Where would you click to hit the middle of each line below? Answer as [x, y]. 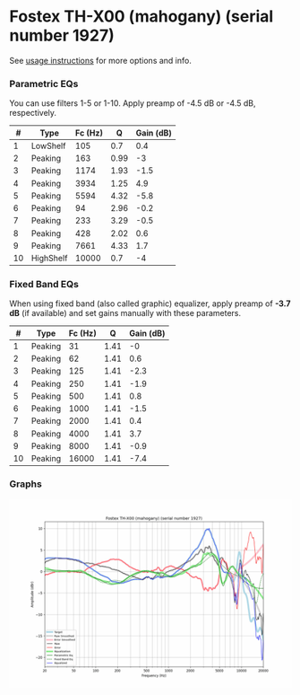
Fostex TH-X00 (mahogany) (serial [141, 17]
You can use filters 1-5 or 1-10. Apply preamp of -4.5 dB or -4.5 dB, [133, 103]
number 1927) [62, 35]
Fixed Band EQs [44, 284]
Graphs [26, 484]
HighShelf [49, 259]
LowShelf [48, 145]
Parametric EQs [44, 84]
